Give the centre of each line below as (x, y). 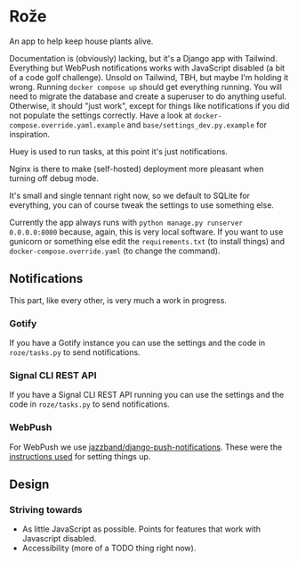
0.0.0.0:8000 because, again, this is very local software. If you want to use (146, 231)
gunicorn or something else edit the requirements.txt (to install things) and (147, 241)
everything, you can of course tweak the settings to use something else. (141, 205)
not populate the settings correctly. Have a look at (101, 115)
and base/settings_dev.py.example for (197, 124)
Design (29, 485)
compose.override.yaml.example (67, 125)
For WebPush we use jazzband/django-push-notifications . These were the (146, 447)
